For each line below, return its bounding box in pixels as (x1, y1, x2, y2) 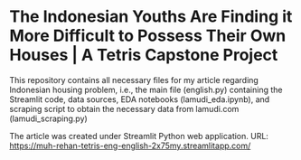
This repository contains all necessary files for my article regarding (9, 74, 259, 85)
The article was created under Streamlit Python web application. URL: (9, 130, 269, 141)
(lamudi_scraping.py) (9, 113, 88, 124)
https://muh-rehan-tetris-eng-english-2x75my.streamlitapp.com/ (9, 140, 251, 151)
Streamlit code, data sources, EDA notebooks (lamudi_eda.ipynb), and (9, 93, 270, 105)
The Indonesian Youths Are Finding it (9, 6, 293, 27)
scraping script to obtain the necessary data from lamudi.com (9, 103, 240, 114)
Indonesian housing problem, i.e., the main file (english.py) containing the (9, 84, 283, 95)
